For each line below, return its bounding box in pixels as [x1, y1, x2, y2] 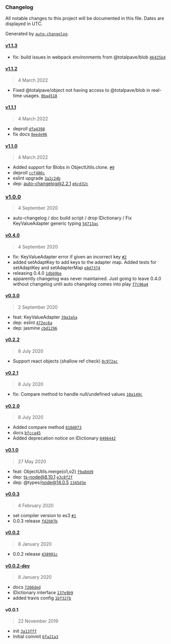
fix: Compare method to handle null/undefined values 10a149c [12, 391, 143, 397]
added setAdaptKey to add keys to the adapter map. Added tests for [12, 259, 157, 265]
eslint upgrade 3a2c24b [12, 175, 61, 181]
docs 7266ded [12, 584, 41, 590]
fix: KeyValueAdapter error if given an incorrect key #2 [12, 253, 127, 260]
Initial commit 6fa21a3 [12, 633, 59, 640]
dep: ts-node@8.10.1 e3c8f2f [12, 473, 73, 480]
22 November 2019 [17, 618, 59, 624]
